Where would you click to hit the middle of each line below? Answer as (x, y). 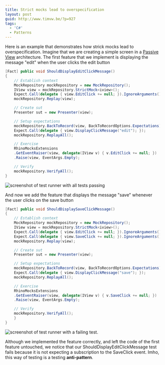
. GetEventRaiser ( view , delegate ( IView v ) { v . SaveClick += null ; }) (85, 295)
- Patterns (21, 33)
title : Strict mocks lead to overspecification (55, 10)
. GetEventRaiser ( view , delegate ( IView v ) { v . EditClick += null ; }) (85, 153)
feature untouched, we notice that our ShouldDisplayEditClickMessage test (81, 347)
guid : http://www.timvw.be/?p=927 (41, 19)
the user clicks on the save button (39, 200)
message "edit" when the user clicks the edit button (58, 62)
